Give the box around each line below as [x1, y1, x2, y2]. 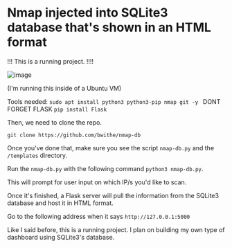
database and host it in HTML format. [7, 199, 114, 207]
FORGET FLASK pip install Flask [7, 105, 107, 113]
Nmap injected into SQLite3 [7, 5, 168, 21]
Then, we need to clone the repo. [7, 118, 102, 126]
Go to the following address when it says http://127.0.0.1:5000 [7, 212, 190, 220]
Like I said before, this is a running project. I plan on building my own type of [7, 225, 225, 233]
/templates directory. [7, 151, 68, 159]
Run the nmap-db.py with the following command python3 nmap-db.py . [7, 164, 204, 172]
